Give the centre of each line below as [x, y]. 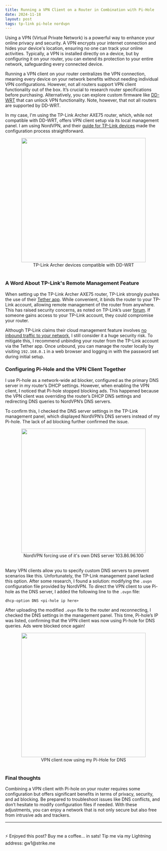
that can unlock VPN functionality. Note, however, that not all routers [86, 100]
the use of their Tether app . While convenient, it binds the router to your [79, 299]
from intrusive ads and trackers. [38, 815]
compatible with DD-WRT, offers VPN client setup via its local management [82, 120]
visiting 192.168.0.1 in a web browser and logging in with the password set [82, 351]
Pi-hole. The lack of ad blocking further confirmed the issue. [67, 421]
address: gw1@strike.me [30, 843]
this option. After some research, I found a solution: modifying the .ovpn [79, 581]
